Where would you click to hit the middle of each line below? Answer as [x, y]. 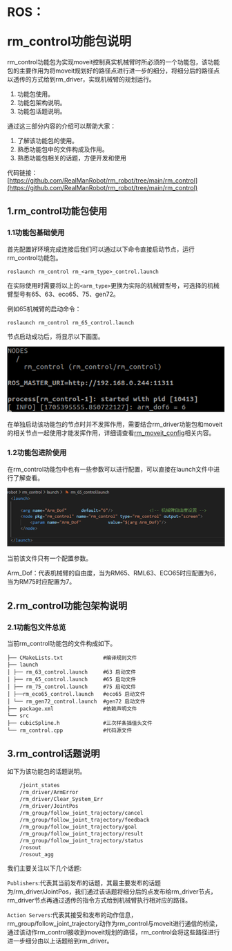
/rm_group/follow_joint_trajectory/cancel [81, 813]
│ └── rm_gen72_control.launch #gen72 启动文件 [76, 702]
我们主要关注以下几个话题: [45, 868]
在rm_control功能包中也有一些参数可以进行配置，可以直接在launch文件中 [110, 469]
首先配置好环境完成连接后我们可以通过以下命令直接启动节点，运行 [101, 249]
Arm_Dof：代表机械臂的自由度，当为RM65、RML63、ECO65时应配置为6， [114, 573]
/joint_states [40, 785]
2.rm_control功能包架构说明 [67, 606]
